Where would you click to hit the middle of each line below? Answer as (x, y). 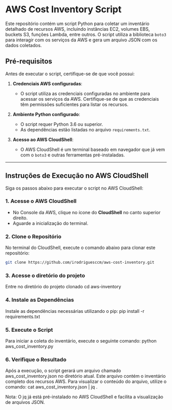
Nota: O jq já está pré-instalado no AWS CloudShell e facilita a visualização (84, 397)
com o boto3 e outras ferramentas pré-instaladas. (73, 155)
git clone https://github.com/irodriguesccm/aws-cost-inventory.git (80, 263)
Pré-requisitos (29, 62)
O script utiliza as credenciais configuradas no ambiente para (85, 94)
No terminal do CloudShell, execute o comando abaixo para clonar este (80, 248)
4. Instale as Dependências (40, 300)
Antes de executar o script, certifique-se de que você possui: (70, 74)
